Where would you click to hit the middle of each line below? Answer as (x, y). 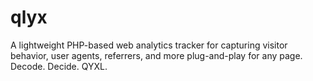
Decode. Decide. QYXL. (59, 66)
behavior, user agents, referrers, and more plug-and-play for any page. (156, 55)
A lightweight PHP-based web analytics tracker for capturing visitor (149, 45)
